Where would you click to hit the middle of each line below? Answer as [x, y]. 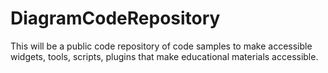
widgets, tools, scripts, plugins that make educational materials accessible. [164, 56]
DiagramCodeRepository [115, 18]
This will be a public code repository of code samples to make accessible [161, 46]
